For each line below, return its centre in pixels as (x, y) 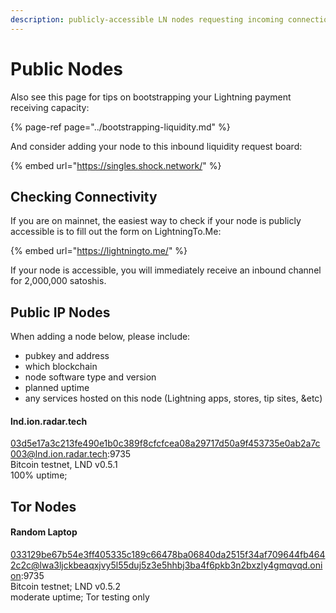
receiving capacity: (50, 107)
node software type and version (90, 377)
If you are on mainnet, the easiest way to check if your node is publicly (156, 221)
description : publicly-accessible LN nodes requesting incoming (147, 19)
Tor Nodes (43, 506)
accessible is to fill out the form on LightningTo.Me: (116, 232)
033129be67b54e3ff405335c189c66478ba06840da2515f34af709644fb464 (168, 554)
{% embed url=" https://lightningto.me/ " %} (99, 251)
